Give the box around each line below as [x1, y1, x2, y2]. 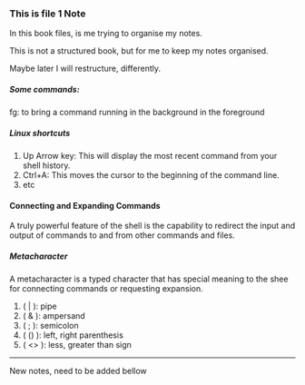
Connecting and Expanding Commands [9, 200, 161, 211]
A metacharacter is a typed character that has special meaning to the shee [9, 273, 289, 284]
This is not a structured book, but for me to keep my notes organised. [9, 45, 270, 56]
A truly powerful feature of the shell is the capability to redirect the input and [9, 221, 296, 232]
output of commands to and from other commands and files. [9, 230, 236, 241]
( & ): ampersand [22, 311, 86, 321]
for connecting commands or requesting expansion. [9, 283, 203, 294]
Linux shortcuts [9, 127, 71, 138]
